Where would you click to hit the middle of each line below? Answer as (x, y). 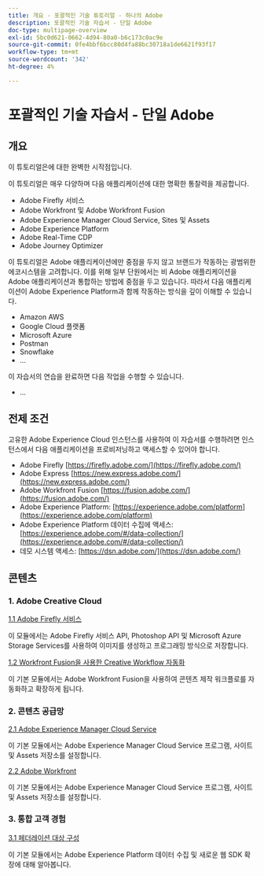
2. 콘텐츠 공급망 (36, 712)
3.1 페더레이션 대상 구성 (44, 837)
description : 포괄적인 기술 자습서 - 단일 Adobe (80, 23)
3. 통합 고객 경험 (37, 819)
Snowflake (37, 352)
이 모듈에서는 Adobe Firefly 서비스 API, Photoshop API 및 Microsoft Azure (125, 636)
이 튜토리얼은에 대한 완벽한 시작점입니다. (70, 167)
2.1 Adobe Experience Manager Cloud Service (82, 729)
